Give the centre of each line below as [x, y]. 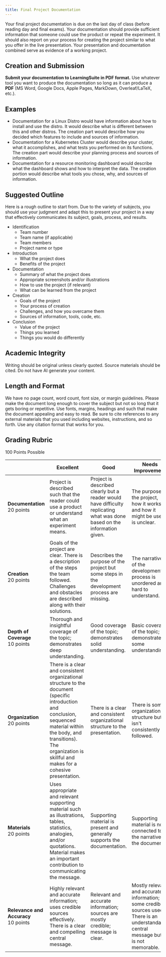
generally [101, 833]
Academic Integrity [35, 353]
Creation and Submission [45, 66]
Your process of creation [45, 306]
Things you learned [39, 333]
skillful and [62, 757]
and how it [144, 510]
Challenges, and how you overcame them [62, 311]
